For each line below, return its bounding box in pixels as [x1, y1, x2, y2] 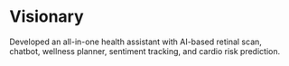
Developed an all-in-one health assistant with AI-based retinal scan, [9, 36, 262, 47]
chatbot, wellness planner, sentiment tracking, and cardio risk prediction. [9, 45, 281, 56]
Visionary [9, 6, 84, 27]
